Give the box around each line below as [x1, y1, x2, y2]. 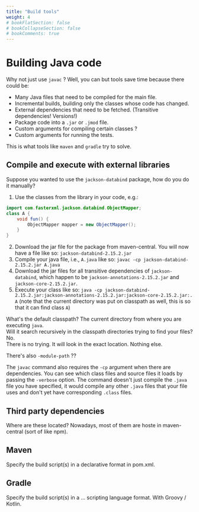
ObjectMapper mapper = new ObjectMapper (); [27, 222, 136, 228]
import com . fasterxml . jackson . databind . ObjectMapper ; [6, 205, 142, 211]
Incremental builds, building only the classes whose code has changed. [14, 100, 190, 107]
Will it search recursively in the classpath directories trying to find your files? [6, 328, 193, 335]
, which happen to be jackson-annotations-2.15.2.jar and [36, 274, 179, 281]
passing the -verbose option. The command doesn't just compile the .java [6, 376, 188, 383]
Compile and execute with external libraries [6, 160, 171, 170]
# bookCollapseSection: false [6, 25, 81, 31]
